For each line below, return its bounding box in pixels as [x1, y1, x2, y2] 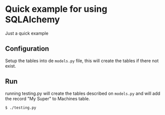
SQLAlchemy [5, 14, 60, 25]
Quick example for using [5, 3, 108, 15]
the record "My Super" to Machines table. [5, 95, 90, 102]
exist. [5, 63, 16, 69]
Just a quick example [5, 30, 48, 36]
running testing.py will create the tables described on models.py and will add [5, 90, 161, 96]
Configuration [5, 44, 49, 53]
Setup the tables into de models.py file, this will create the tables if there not [5, 58, 159, 64]
